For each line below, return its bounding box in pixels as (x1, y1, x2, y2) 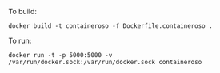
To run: (8, 36, 32, 45)
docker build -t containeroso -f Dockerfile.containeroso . (8, 22, 214, 30)
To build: (8, 7, 38, 16)
